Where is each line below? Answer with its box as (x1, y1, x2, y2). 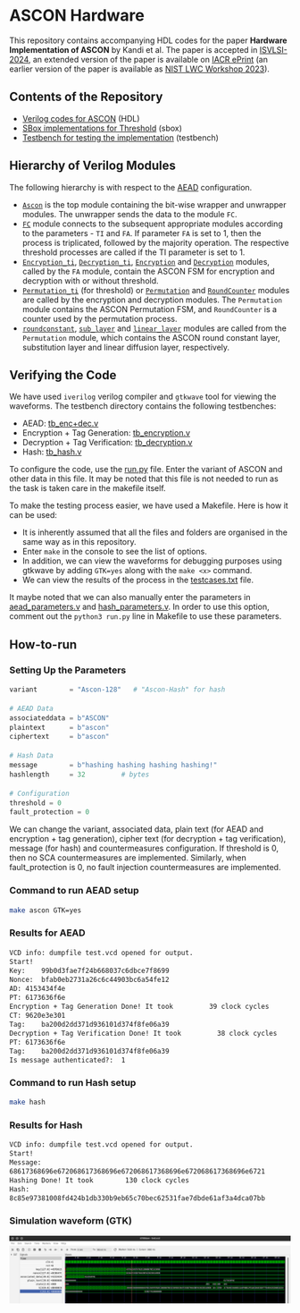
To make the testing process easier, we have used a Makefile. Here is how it (9, 500, 288, 511)
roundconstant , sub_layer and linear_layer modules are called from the (21, 323, 287, 334)
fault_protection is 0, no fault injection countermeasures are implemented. (9, 862, 281, 873)
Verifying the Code (9, 368, 117, 383)
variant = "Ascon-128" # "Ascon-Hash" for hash (9, 685, 226, 694)
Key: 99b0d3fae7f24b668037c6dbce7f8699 (9, 966, 170, 975)
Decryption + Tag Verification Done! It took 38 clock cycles (9, 1029, 278, 1038)
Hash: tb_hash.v (21, 446, 82, 457)
